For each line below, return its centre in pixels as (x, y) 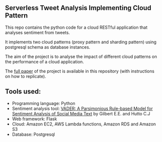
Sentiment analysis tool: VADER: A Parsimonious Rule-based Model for (82, 108)
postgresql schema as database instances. (48, 47)
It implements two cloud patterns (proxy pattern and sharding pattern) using (81, 42)
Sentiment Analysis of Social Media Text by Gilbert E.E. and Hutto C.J (81, 113)
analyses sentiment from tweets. (37, 32)
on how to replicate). (26, 76)
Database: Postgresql (33, 134)
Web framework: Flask (34, 119)
